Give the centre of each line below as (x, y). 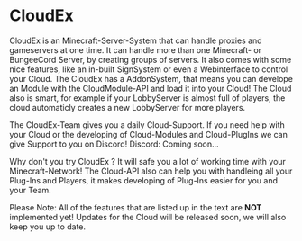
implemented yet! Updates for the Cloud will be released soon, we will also (148, 217)
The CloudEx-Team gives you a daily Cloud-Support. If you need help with (147, 125)
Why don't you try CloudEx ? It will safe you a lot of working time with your (148, 161)
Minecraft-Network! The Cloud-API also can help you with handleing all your (151, 171)
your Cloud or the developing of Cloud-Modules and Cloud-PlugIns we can (149, 134)
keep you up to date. (48, 227)
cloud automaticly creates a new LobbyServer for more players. (128, 107)
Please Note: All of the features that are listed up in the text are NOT (136, 207)
